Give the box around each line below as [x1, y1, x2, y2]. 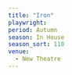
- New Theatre [15, 55, 61, 63]
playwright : [8, 19, 47, 27]
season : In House [8, 33, 65, 41]
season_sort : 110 [8, 41, 65, 48]
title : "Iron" [8, 11, 55, 20]
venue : [8, 48, 30, 55]
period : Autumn [8, 26, 58, 34]
